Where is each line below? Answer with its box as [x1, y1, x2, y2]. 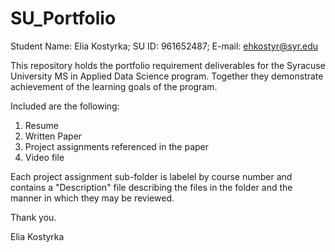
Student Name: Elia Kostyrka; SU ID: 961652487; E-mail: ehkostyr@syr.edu [10, 40, 319, 52]
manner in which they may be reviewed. [10, 192, 175, 204]
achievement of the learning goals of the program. [10, 80, 218, 92]
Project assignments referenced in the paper [24, 140, 210, 152]
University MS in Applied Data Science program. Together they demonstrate [10, 70, 324, 82]
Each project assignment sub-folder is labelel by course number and [10, 170, 293, 182]
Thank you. [10, 211, 57, 223]
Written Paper [24, 130, 83, 142]
